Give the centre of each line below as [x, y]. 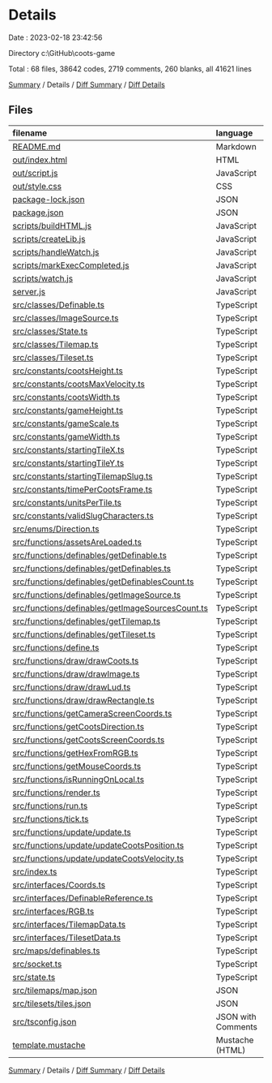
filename [30, 133]
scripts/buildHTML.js [52, 226]
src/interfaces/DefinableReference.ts [83, 898]
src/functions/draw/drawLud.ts [72, 687]
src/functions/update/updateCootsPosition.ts [98, 845]
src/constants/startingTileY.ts [68, 462]
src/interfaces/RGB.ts [53, 911]
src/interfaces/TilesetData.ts [67, 937]
